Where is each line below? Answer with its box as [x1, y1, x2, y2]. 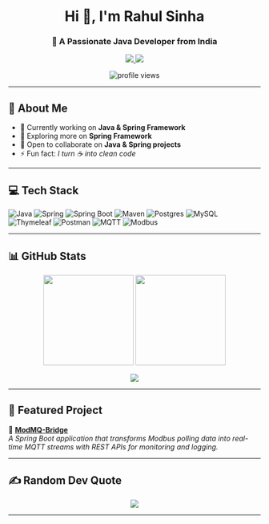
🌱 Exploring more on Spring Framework [19, 132, 152, 141]
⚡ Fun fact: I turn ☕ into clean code [19, 148, 136, 159]
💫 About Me [8, 101, 68, 115]
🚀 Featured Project [8, 404, 102, 417]
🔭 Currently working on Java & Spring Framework [19, 123, 186, 132]
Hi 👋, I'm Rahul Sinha [64, 7, 205, 26]
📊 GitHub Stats [8, 249, 86, 263]
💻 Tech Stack [8, 184, 79, 197]
